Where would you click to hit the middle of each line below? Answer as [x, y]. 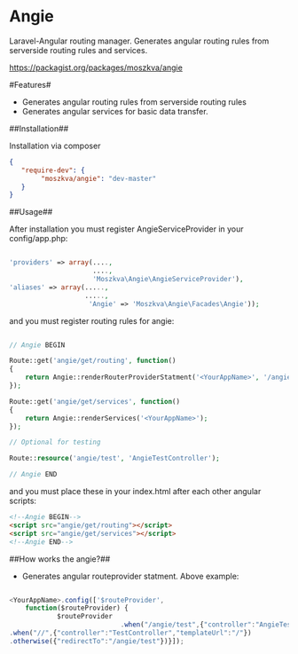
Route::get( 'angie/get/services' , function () [94, 401]
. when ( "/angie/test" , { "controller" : [188, 625]
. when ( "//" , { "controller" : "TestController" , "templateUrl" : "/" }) [130, 633]
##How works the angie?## [60, 559]
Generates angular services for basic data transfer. [115, 111]
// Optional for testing [55, 442]
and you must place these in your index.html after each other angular [135, 492]
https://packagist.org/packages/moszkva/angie [96, 67]
